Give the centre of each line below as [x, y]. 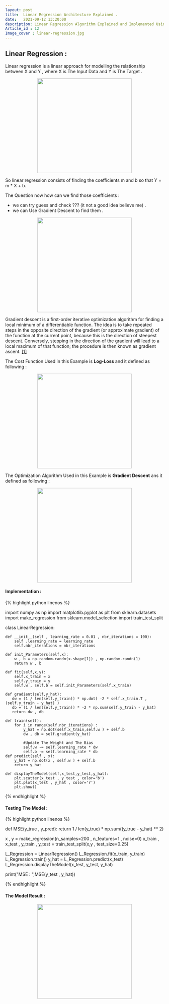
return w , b [28, 664]
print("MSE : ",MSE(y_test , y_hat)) [40, 874]
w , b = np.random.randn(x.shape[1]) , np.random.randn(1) [77, 659]
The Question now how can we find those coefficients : [62, 195]
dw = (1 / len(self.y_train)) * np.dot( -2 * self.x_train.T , [79, 699]
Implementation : [23, 592]
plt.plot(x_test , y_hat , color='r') [55, 783]
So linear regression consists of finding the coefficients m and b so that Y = [83, 180]
